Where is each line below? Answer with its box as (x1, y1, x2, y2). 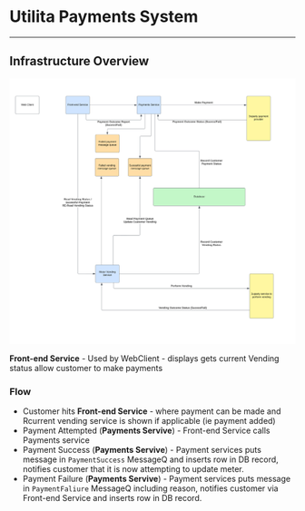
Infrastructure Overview (9, 54, 150, 69)
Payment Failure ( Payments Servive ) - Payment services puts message (22, 474, 291, 485)
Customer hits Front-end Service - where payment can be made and (22, 406, 281, 417)
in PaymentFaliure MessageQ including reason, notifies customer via (22, 483, 279, 494)
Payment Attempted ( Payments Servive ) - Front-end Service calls (22, 425, 271, 437)
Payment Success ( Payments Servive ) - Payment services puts (22, 445, 261, 456)
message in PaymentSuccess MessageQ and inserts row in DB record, (22, 454, 279, 465)
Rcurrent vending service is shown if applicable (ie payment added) (22, 416, 276, 427)
